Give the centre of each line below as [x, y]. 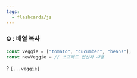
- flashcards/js [32, 17]
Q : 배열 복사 [23, 39]
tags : [13, 12]
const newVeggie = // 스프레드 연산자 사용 [55, 57]
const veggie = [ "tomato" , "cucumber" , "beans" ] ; [69, 51]
